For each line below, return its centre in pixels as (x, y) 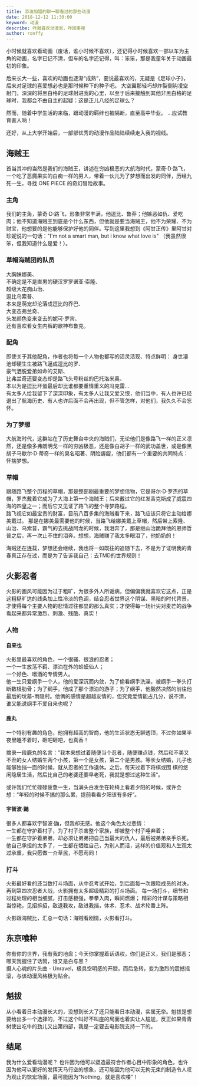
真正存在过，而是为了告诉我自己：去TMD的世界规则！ (76, 555)
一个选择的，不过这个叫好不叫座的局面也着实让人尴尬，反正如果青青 (109, 1019)
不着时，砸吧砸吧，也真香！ (55, 740)
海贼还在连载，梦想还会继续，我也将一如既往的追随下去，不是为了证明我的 (96, 548)
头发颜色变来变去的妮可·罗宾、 (43, 318)
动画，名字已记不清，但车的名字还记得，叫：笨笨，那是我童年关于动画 (101, 58)
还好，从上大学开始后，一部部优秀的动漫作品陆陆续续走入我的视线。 (89, 133)
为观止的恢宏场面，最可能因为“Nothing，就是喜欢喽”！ (72, 1077)
